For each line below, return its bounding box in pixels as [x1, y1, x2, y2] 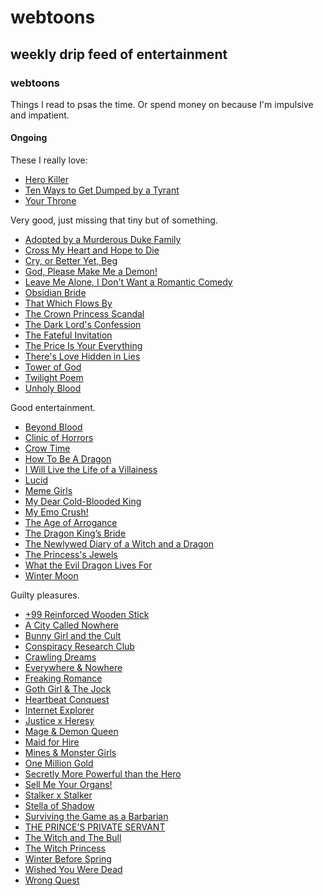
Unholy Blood [24, 382, 82, 395]
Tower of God [24, 361, 82, 373]
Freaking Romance [24, 672, 103, 685]
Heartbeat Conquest [24, 694, 110, 706]
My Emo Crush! [24, 506, 89, 518]
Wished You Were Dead [24, 864, 123, 876]
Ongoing [10, 132, 48, 144]
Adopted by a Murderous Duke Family [24, 234, 182, 246]
